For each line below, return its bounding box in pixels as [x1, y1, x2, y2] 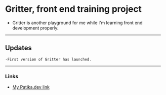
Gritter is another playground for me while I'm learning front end [12, 20, 143, 26]
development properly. [12, 25, 59, 31]
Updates [5, 44, 32, 52]
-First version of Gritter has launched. [5, 57, 92, 62]
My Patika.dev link [12, 84, 50, 90]
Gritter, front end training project [5, 3, 142, 15]
